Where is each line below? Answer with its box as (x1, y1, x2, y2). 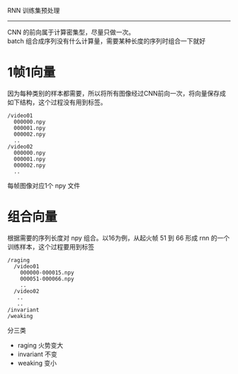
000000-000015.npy (20, 269, 74, 276)
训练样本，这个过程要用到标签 (7, 242, 94, 251)
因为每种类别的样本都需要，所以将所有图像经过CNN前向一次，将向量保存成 (7, 89, 227, 97)
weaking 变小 (17, 358, 57, 367)
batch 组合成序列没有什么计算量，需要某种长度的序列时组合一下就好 (7, 37, 206, 45)
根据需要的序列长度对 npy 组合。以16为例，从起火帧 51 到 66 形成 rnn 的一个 (7, 233, 230, 242)
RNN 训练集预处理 (7, 6, 60, 14)
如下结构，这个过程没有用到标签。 (7, 98, 107, 106)
